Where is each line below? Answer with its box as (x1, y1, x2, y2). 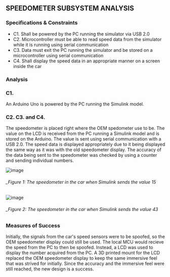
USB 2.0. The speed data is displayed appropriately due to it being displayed (6, 142, 165, 148)
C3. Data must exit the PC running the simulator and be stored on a (13, 47, 153, 53)
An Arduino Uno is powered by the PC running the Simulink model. (6, 101, 144, 107)
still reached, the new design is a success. (6, 266, 94, 272)
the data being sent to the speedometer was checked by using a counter (6, 152, 157, 158)
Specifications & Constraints (6, 19, 78, 26)
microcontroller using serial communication (13, 52, 104, 58)
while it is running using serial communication (13, 42, 109, 48)
